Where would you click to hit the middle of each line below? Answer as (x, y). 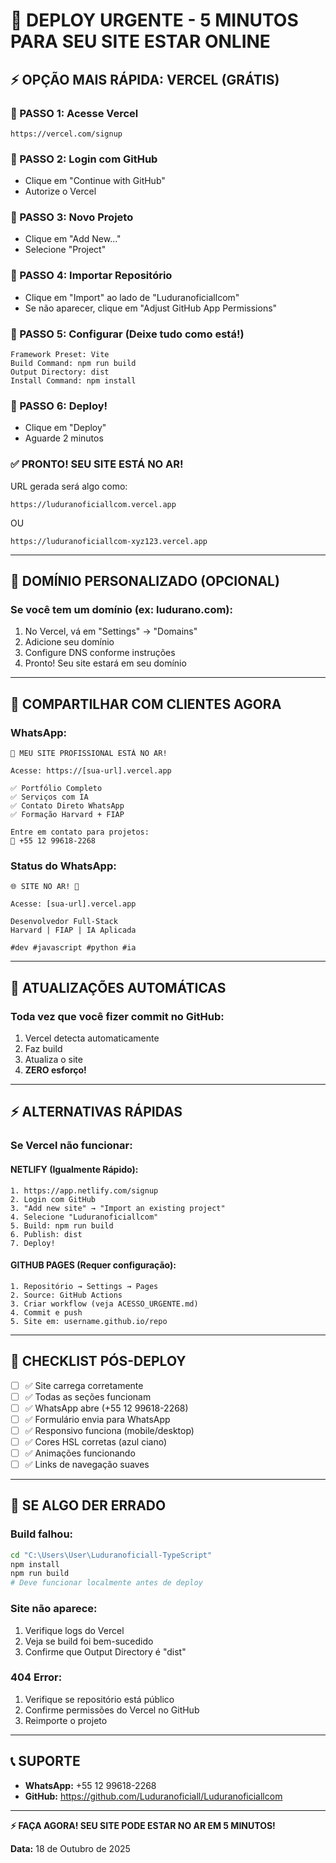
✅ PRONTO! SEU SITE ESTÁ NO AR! (97, 464)
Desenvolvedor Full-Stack (64, 922)
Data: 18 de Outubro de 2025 (70, 1848)
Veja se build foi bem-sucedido (89, 1641)
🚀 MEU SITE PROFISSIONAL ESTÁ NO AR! (89, 754)
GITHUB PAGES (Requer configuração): (93, 1265)
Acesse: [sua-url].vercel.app (73, 904)
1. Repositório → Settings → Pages (84, 1286)
